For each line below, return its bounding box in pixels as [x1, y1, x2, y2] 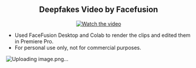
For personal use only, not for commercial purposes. [14, 44, 142, 51]
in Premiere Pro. [14, 38, 54, 45]
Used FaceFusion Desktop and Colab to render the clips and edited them [14, 32, 191, 39]
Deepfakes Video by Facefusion [39, 5, 158, 15]
